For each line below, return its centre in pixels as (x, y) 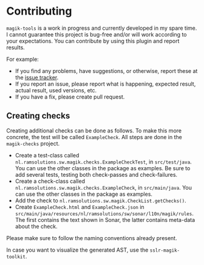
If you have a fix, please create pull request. (70, 97)
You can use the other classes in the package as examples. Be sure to (103, 168)
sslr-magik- (165, 250)
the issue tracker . (37, 77)
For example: (23, 59)
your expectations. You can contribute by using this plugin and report (93, 41)
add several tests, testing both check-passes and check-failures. (96, 174)
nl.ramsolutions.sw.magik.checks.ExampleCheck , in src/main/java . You (104, 187)
